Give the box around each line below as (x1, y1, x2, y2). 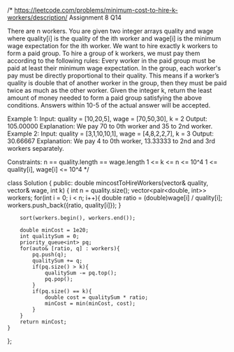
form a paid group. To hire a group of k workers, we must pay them (7, 49, 200, 57)
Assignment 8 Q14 (68, 13, 122, 22)
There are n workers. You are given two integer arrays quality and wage (7, 27, 214, 35)
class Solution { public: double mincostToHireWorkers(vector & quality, (7, 179, 209, 187)
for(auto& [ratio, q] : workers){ (20, 245, 120, 252)
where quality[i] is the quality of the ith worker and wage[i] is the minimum (7, 34, 221, 43)
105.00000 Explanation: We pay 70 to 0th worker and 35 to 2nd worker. (7, 122, 213, 130)
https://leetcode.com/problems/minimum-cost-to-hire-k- (14, 6, 178, 14)
